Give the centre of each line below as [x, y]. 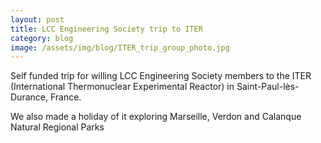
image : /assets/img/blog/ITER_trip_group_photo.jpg [120, 47]
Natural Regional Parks [57, 127]
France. [65, 97]
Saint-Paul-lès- [268, 87]
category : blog [42, 38]
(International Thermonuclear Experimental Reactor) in [122, 87]
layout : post [37, 19]
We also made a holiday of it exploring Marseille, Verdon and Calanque [156, 117]
